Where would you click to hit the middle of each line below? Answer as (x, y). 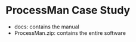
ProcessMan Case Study (68, 10)
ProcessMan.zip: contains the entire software (70, 33)
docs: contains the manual (47, 27)
